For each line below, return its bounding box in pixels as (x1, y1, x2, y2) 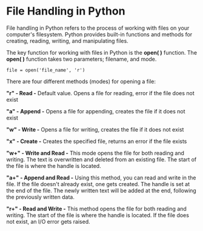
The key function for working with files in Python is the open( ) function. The (6, 49, 198, 56)
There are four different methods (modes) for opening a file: (6, 78, 156, 85)
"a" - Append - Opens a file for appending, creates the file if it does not (6, 107, 186, 115)
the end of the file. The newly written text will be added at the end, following (6, 187, 197, 194)
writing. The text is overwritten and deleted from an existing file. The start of (6, 156, 197, 163)
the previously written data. (6, 193, 75, 201)
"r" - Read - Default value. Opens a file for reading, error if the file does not (6, 89, 195, 96)
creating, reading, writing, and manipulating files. (6, 37, 128, 44)
